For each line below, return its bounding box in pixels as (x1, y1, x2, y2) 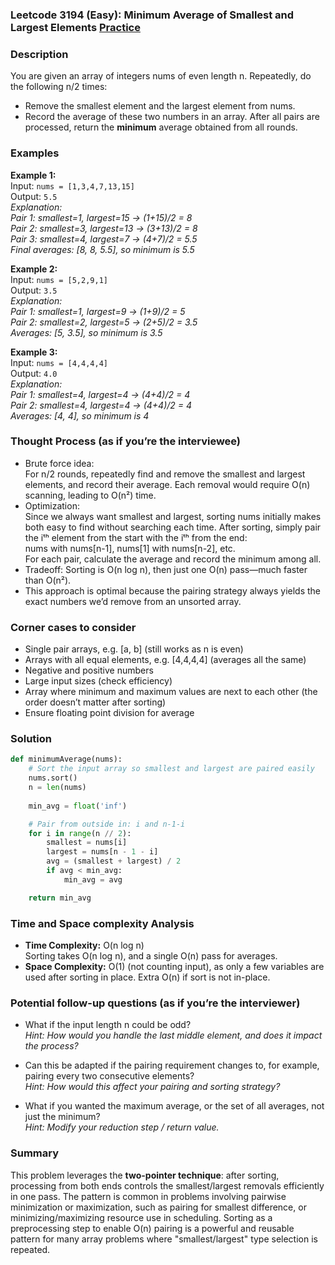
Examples (10, 146, 60, 160)
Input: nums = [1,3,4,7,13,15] (10, 179, 135, 192)
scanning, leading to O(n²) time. (24, 489, 157, 501)
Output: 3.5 (10, 284, 58, 296)
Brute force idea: (24, 457, 95, 469)
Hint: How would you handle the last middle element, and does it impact (24, 1029, 323, 1042)
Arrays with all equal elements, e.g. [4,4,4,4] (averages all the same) (24, 654, 307, 666)
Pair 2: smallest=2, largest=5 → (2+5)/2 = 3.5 (10, 316, 198, 328)
